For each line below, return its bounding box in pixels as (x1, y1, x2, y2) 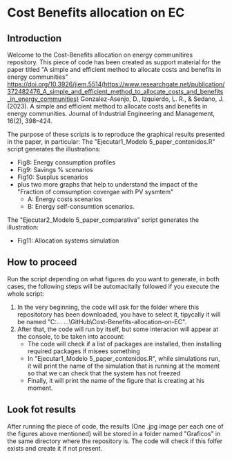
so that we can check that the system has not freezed (27, 368, 181, 377)
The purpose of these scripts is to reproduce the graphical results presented (7, 130, 225, 138)
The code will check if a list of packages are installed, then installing (27, 339, 222, 348)
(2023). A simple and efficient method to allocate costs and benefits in (7, 102, 208, 110)
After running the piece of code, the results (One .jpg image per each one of (7, 422, 224, 430)
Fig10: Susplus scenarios (17, 173, 88, 181)
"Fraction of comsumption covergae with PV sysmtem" (17, 188, 174, 196)
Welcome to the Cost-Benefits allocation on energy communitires (7, 50, 193, 59)
